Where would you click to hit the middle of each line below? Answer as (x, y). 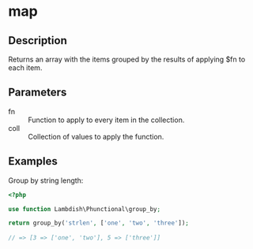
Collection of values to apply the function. (96, 136)
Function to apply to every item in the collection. (106, 120)
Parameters (38, 93)
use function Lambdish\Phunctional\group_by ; (84, 209)
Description (38, 41)
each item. (25, 68)
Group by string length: (46, 180)
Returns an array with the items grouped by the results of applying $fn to (127, 59)
